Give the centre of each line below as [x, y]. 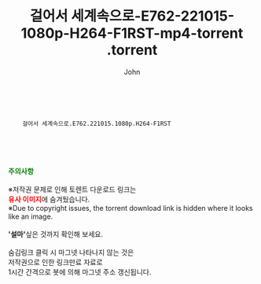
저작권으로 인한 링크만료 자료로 [56, 262]
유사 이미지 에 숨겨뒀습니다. [49, 199]
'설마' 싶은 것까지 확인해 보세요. [56, 234]
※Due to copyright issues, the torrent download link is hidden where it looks [130, 208]
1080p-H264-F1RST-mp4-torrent [132, 33]
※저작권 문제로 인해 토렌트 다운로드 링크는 [72, 189]
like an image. [31, 216]
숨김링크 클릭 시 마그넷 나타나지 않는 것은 [71, 252]
